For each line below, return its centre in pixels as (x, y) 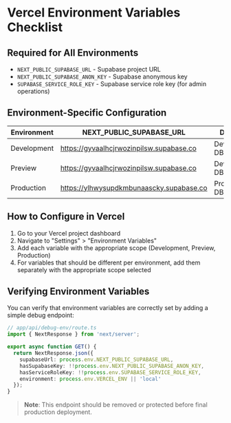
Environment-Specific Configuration (87, 113)
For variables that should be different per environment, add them (109, 262)
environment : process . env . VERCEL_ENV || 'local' (90, 379)
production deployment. (58, 412)
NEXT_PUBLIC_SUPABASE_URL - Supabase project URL (89, 69)
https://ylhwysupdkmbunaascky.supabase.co (134, 187)
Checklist (35, 27)
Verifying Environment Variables (78, 292)
